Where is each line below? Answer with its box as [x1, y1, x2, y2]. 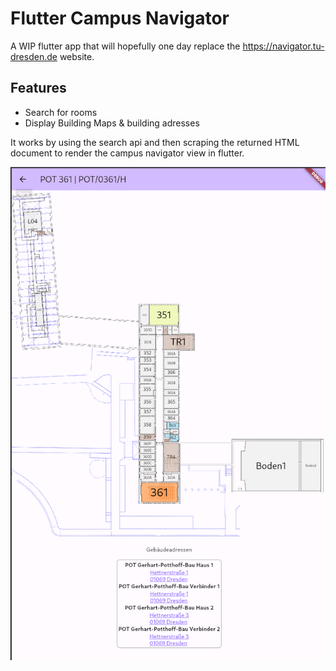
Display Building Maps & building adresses [24, 117, 200, 129]
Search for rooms [24, 106, 98, 118]
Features [10, 80, 67, 97]
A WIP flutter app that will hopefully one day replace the [10, 40, 241, 52]
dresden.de [10, 50, 58, 62]
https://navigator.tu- [242, 40, 325, 52]
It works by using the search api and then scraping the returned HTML [10, 136, 300, 148]
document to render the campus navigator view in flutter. [10, 147, 245, 159]
